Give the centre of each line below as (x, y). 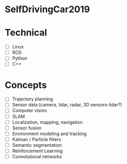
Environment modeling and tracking (49, 133)
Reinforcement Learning (37, 151)
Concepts (26, 85)
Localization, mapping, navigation (47, 122)
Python (20, 58)
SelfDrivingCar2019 (47, 9)
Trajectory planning (33, 99)
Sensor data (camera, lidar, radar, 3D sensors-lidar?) (67, 105)
